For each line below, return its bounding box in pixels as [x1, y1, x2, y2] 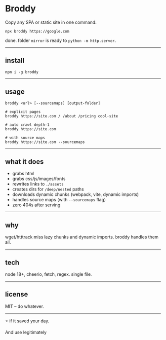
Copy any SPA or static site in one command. [5, 19, 97, 25]
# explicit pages [5, 109, 41, 114]
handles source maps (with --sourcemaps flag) [12, 197, 106, 203]
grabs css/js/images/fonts [12, 176, 66, 182]
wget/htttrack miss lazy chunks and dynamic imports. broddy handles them [5, 234, 159, 240]
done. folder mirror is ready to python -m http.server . [5, 38, 116, 43]
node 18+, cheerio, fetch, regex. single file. [5, 271, 92, 277]
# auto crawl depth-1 [5, 122, 50, 127]
